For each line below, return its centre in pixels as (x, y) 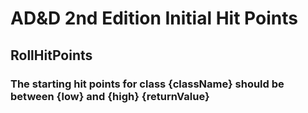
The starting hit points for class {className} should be (147, 84)
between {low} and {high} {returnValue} (110, 96)
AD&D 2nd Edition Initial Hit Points (154, 18)
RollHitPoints (51, 55)
